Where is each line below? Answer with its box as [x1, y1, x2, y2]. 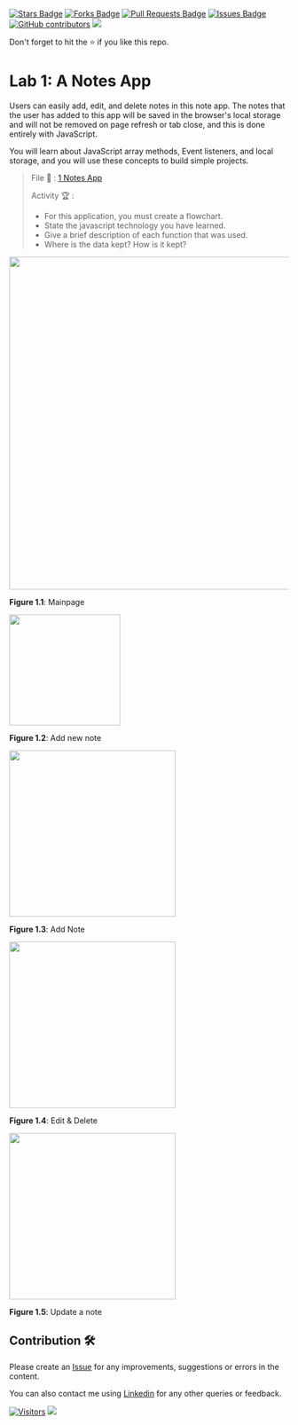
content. [9, 1371, 40, 1382]
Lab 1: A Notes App [9, 71, 152, 91]
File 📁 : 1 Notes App [30, 172, 103, 183]
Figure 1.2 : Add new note [9, 732, 102, 743]
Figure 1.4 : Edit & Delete [9, 1114, 98, 1126]
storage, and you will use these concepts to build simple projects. [9, 155, 249, 166]
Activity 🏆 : [30, 190, 74, 201]
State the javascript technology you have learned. [43, 220, 226, 231]
